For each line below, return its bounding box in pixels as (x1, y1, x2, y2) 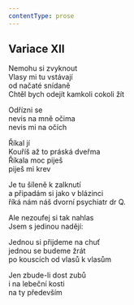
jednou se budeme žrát (8, 246, 86, 256)
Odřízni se (8, 105, 43, 115)
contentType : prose (8, 11, 75, 20)
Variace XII (8, 42, 65, 56)
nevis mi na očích (8, 123, 67, 133)
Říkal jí (8, 138, 31, 148)
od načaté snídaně (8, 81, 71, 90)
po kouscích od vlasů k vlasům (8, 255, 112, 264)
